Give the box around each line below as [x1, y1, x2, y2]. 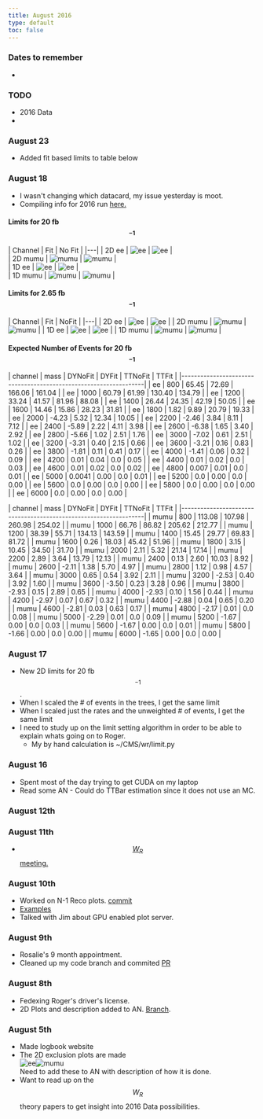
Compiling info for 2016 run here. [19, 199, 127, 208]
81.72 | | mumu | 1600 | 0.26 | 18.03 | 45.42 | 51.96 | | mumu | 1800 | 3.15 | [8, 537, 246, 547]
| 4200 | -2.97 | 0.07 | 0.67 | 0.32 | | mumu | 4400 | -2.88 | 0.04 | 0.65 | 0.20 [8, 595, 254, 606]
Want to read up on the [19, 1075, 94, 1084]
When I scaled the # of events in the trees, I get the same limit [19, 698, 220, 708]
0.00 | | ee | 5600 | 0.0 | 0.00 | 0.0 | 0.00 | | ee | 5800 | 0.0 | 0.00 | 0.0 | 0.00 [8, 480, 255, 490]
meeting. [19, 858, 49, 867]
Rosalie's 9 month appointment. [19, 950, 122, 959]
